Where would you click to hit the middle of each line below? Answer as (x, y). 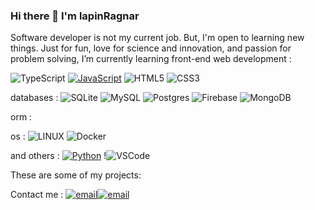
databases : (34, 98)
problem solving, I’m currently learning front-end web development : (151, 59)
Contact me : (37, 195)
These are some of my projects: (76, 175)
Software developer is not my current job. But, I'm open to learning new (157, 38)
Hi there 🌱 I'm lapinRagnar (75, 16)
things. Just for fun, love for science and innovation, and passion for (151, 48)
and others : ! (58, 156)
